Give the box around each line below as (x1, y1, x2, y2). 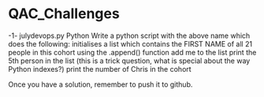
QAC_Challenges (8, 5, 120, 23)
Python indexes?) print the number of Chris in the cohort (8, 64, 191, 73)
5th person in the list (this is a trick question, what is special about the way (8, 56, 251, 65)
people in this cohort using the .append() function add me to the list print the (8, 47, 257, 57)
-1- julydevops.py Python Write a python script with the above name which (8, 31, 251, 40)
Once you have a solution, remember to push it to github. (8, 80, 193, 89)
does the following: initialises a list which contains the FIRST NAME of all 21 (8, 39, 253, 48)
